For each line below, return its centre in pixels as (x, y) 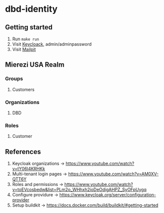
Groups (14, 79)
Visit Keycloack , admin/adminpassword (52, 44)
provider (21, 200)
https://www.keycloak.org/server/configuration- (108, 195)
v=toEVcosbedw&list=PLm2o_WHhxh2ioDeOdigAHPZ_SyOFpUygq (79, 189)
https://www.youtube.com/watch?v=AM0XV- (114, 174)
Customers (23, 89)
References (23, 151)
